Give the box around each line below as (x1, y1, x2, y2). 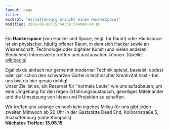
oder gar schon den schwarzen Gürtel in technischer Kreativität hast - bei (5, 72, 159, 79)
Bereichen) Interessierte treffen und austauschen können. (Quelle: (5, 52, 143, 58)
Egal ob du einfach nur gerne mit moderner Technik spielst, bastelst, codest (5, 67, 163, 73)
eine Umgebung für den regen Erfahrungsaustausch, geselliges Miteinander (5, 88, 164, 94)
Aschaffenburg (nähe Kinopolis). (5, 115, 73, 121)
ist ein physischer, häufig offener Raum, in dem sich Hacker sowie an (5, 41, 149, 47)
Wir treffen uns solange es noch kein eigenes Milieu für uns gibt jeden (5, 104, 151, 110)
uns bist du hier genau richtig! (5, 78, 68, 84)
